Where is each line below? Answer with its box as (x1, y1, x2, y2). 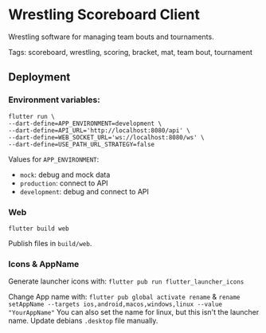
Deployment (8, 70, 71, 84)
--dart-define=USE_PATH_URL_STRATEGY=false (8, 140, 155, 148)
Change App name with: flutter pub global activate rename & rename (8, 292, 241, 302)
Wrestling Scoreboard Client (8, 6, 201, 24)
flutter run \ (8, 112, 56, 120)
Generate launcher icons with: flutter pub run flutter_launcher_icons (8, 276, 244, 286)
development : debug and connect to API (19, 186, 150, 196)
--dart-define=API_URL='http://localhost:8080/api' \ (8, 126, 191, 135)
